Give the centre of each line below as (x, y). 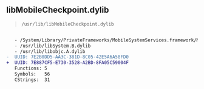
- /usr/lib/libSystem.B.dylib (53, 46)
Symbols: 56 (32, 74)
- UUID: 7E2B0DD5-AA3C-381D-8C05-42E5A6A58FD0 (68, 57)
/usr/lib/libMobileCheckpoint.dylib (67, 24)
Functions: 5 (31, 69)
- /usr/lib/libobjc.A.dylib (50, 51)
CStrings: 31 (32, 80)
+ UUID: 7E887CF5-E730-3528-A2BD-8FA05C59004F (68, 63)
